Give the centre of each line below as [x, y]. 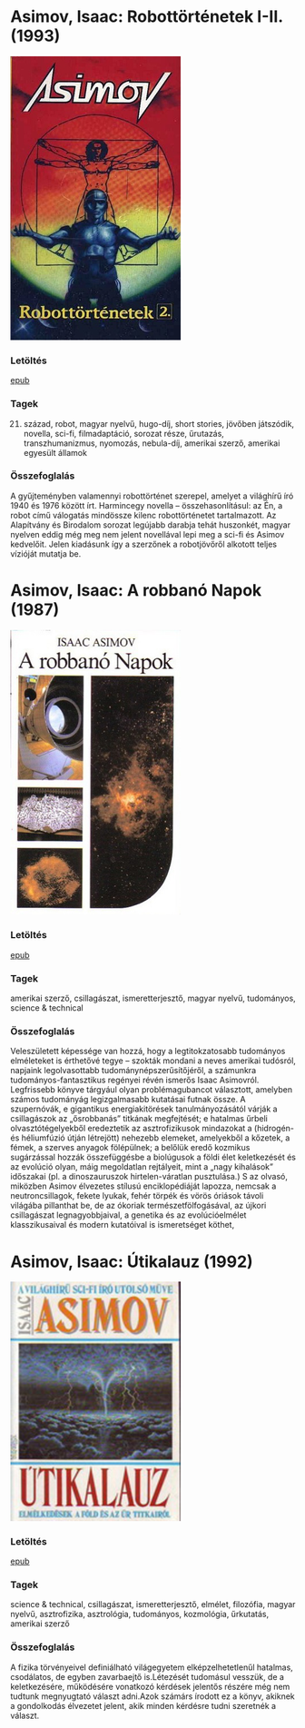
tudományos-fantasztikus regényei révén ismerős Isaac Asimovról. [135, 1080]
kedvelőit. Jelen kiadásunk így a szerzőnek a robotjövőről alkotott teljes [144, 544]
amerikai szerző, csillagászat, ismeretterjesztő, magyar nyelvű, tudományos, [153, 998]
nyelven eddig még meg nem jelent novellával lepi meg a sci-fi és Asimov [148, 534]
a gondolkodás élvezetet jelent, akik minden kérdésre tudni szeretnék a [143, 1705]
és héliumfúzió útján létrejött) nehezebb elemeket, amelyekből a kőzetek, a [150, 1138]
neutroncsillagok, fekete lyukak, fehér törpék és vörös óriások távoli [137, 1196]
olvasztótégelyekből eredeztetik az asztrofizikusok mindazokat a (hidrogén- [152, 1129]
